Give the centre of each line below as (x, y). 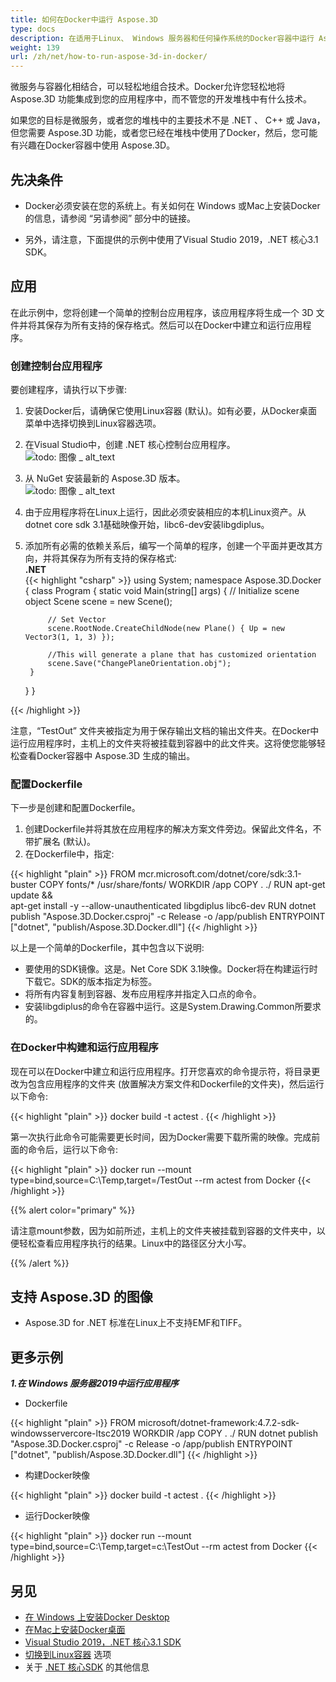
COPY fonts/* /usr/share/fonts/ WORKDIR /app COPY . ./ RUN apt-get (182, 885)
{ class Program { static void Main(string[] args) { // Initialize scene (162, 591)
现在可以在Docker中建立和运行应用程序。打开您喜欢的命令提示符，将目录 (161, 1071)
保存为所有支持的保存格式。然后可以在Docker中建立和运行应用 (173, 325)
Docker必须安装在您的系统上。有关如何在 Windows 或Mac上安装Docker (172, 205)
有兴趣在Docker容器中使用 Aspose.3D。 (93, 145)
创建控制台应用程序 (56, 366)
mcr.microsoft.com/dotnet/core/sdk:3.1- (219, 874)
